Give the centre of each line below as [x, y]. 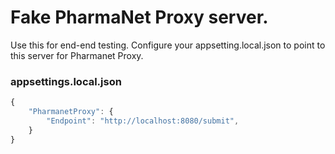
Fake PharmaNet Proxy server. [139, 17]
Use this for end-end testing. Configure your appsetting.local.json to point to [168, 45]
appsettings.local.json [66, 81]
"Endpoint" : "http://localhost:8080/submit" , [143, 121]
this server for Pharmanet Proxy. [77, 55]
